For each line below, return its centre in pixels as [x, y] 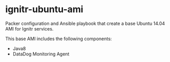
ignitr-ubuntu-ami [44, 9]
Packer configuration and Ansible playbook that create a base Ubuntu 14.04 [85, 23]
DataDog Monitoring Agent [41, 54]
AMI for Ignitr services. [29, 28]
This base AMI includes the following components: [59, 39]
